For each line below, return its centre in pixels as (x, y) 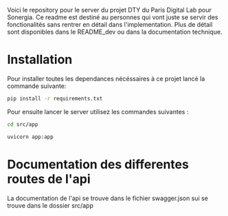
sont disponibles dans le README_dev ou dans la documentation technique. (115, 32)
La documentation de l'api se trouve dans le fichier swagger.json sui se (107, 198)
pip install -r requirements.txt (55, 98)
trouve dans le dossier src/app (50, 205)
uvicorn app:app (30, 137)
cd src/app (23, 124)
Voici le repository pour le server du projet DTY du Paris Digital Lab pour (109, 10)
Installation (40, 60)
